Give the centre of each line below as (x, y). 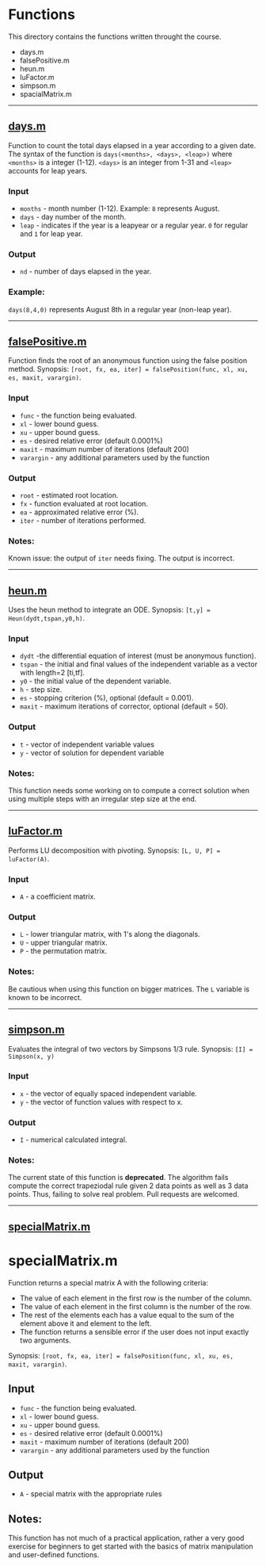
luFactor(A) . (29, 858)
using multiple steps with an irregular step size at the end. (103, 799)
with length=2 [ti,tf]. (52, 673)
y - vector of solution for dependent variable (92, 752)
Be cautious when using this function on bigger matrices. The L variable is (129, 989)
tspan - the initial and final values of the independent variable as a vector (139, 664)
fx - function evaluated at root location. (84, 504)
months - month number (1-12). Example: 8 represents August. (120, 208)
